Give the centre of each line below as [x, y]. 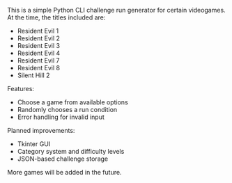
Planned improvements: [41, 130]
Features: [21, 89]
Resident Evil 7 [38, 61]
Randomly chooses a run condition [67, 110]
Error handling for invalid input [61, 117]
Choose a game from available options [73, 102]
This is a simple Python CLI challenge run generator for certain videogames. [116, 10]
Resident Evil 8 [39, 68]
